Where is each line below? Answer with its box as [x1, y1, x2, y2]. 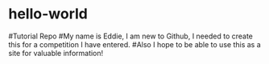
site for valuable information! [8, 48, 104, 58]
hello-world [8, 5, 89, 23]
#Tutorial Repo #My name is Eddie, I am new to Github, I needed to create [8, 31, 254, 41]
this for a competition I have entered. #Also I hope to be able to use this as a [8, 39, 262, 49]
